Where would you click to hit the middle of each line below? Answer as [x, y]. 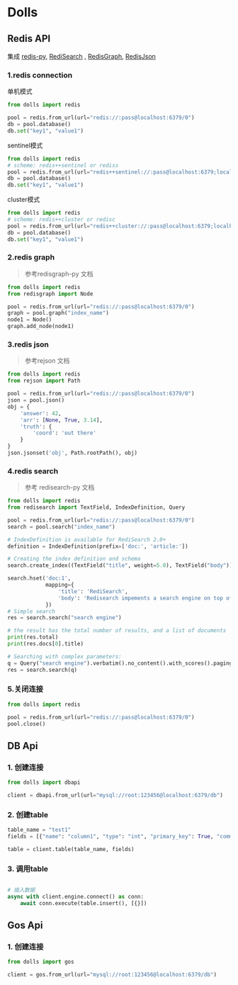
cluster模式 [24, 200]
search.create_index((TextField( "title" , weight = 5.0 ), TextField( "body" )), [121, 565]
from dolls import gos [41, 962]
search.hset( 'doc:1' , [39, 578]
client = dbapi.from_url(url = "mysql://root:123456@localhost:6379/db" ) [115, 795]
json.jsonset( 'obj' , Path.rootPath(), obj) [73, 453]
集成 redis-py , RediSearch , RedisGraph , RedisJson [81, 56]
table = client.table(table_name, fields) [71, 849]
